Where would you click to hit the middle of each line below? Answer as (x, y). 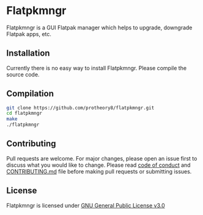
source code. (23, 75)
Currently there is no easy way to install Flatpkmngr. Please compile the (97, 68)
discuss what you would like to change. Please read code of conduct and (98, 165)
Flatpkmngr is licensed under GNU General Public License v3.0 (86, 205)
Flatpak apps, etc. (29, 34)
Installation (28, 53)
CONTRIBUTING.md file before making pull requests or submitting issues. (99, 171)
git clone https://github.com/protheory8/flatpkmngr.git (80, 107)
